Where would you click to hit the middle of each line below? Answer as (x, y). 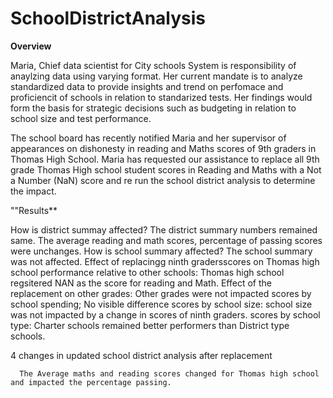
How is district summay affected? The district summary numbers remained (164, 229)
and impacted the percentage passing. (91, 382)
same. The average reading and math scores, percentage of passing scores (166, 240)
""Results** (34, 210)
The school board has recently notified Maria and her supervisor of (148, 138)
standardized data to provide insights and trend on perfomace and (147, 86)
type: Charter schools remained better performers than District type (150, 325)
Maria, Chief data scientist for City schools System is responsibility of (153, 65)
